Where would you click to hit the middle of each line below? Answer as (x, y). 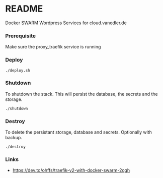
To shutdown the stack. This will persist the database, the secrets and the (81, 94)
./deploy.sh (18, 70)
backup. (14, 138)
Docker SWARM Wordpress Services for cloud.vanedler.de (66, 23)
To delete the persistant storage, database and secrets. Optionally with (78, 132)
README (24, 9)
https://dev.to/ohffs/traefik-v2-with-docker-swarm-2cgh (71, 170)
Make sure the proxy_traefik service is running (53, 47)
